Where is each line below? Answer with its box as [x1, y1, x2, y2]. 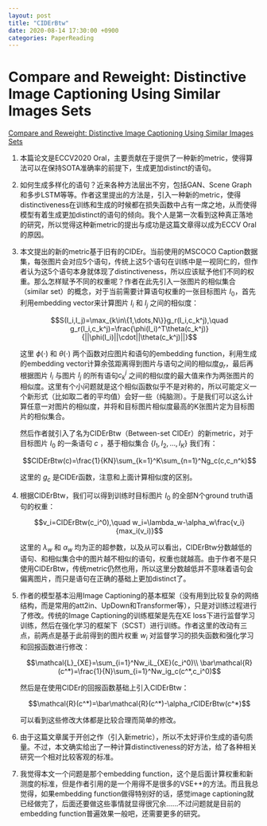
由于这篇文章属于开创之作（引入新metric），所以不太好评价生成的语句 [19, 732, 246, 742]
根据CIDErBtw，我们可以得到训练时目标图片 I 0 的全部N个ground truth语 [19, 491, 253, 502]
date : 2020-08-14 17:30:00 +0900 [8, 26, 119, 34]
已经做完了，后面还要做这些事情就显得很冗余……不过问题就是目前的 [19, 799, 241, 808]
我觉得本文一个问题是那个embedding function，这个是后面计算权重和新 [19, 769, 253, 779]
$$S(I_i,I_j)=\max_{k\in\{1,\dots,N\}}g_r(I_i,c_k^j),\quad [50, 315, 229, 325]
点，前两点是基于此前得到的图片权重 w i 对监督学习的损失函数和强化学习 [19, 631, 254, 642]
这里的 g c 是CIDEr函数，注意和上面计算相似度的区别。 [19, 472, 197, 483]
